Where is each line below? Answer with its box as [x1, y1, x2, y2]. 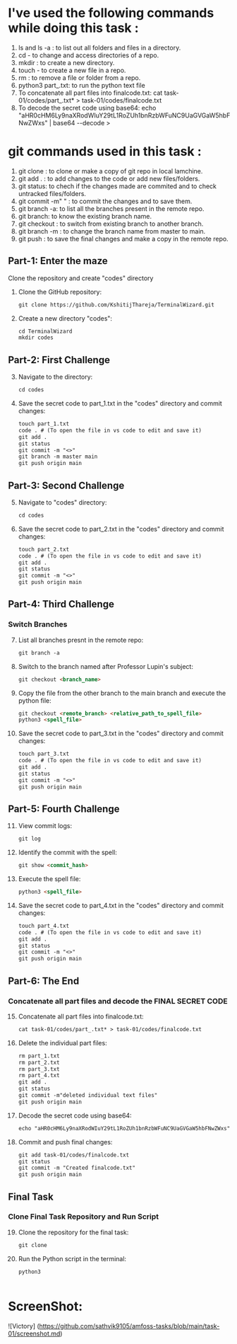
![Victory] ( [8, 1321, 39, 1330]
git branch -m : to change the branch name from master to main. [18, 226, 206, 235]
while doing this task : [8, 20, 140, 36]
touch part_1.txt [18, 420, 70, 427]
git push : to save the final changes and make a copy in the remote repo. [18, 234, 229, 243]
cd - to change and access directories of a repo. [18, 51, 159, 59]
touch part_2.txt [18, 546, 70, 553]
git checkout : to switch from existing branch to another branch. [18, 219, 204, 228]
